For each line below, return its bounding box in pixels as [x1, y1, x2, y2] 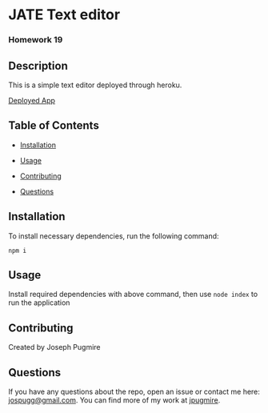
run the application [8, 298, 70, 307]
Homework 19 [8, 34, 63, 46]
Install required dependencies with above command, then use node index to [8, 290, 258, 299]
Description [8, 58, 68, 73]
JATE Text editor [8, 6, 121, 24]
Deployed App [8, 95, 56, 105]
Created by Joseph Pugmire [8, 343, 102, 352]
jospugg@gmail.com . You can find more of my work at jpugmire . [8, 395, 221, 405]
